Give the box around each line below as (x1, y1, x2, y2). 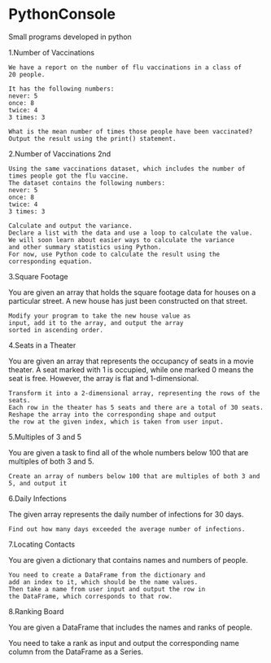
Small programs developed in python (8, 32, 132, 42)
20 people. (8, 70, 46, 78)
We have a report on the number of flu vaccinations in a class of (8, 63, 243, 72)
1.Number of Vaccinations (8, 47, 95, 57)
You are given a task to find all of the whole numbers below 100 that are (8, 447, 249, 457)
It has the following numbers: (8, 85, 115, 93)
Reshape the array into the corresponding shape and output (8, 411, 217, 419)
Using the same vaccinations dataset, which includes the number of (8, 165, 246, 173)
